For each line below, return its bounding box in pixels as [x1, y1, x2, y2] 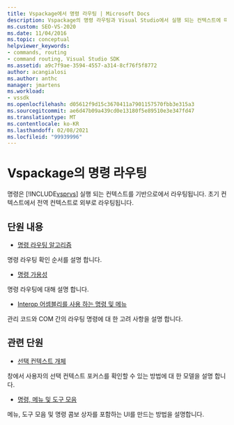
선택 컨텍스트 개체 [17, 357, 66, 365]
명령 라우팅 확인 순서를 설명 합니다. [7, 256, 102, 263]
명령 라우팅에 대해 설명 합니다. [7, 285, 89, 293]
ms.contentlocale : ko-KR [7, 120, 79, 127]
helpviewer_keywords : [7, 42, 70, 49]
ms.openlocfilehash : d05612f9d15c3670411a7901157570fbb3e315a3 [7, 101, 195, 108]
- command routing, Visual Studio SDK [7, 56, 120, 63]
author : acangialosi [7, 68, 68, 75]
